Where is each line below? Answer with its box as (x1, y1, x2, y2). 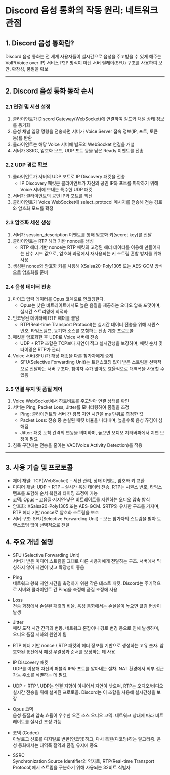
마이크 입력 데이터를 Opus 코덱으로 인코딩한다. (12, 296, 105, 302)
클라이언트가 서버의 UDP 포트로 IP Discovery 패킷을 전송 (12, 173, 125, 179)
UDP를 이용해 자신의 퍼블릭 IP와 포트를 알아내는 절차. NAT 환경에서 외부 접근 (12, 665, 164, 671)
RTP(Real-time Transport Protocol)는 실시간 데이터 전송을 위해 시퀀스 (20, 321, 160, 327)
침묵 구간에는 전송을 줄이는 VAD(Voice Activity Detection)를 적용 (12, 442, 143, 448)
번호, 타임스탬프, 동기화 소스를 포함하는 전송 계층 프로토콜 (20, 327, 134, 334)
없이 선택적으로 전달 (30, 522, 70, 528)
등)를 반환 (12, 134, 32, 141)
